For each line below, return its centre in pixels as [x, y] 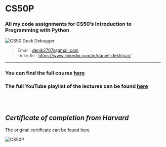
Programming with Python [37, 30]
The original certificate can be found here [47, 130]
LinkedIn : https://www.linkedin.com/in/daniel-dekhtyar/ [74, 56]
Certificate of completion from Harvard [67, 118]
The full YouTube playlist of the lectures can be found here [77, 86]
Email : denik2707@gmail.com [48, 50]
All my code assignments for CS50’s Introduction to [68, 24]
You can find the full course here [45, 73]
